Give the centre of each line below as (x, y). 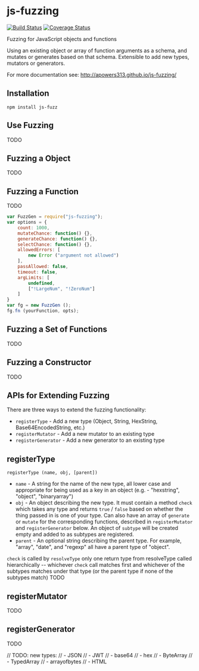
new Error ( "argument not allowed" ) (74, 255)
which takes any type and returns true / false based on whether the (99, 509)
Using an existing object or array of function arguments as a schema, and (97, 50)
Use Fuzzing (30, 125)
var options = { (27, 222)
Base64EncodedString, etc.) (50, 427)
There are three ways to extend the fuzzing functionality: (77, 410)
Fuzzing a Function (43, 191)
